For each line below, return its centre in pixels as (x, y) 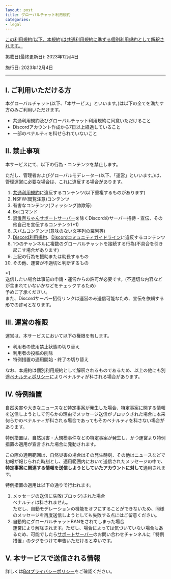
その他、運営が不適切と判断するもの (51, 263)
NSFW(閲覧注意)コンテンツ (41, 199)
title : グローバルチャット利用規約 (38, 15)
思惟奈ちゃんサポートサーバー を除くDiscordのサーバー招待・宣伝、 (83, 218)
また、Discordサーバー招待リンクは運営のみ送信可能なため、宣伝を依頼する (85, 298)
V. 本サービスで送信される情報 (53, 558)
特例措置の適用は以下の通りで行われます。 (50, 485)
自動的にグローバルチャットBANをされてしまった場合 (68, 521)
